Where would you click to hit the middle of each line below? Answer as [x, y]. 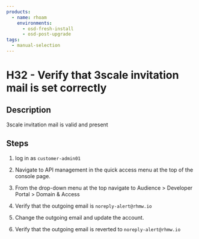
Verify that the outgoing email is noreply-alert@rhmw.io [83, 206]
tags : [13, 40]
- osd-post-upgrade [46, 34]
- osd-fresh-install [48, 29]
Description [29, 110]
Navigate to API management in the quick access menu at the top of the [104, 170]
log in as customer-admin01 [48, 158]
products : [19, 12]
